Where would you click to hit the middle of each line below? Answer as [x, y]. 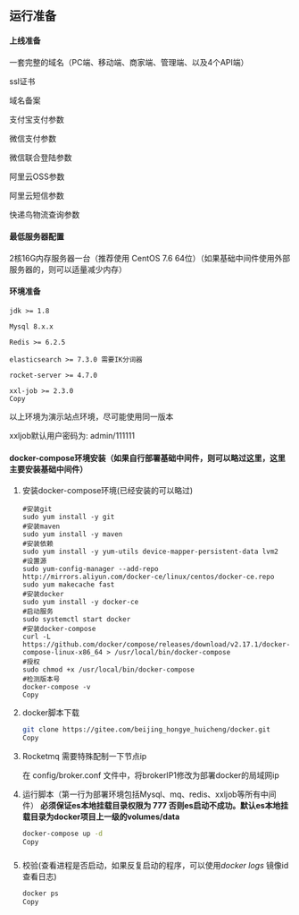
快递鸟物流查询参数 [45, 214]
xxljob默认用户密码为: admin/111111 [72, 436]
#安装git [37, 509]
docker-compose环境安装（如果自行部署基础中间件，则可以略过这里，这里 [147, 457]
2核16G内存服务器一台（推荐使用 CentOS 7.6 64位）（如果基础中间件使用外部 [150, 258]
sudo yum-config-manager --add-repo [90, 569]
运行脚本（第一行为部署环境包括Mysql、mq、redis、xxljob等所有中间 [149, 794]
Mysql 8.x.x [31, 327]
